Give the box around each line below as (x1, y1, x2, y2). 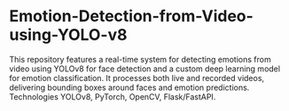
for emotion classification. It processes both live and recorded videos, (9, 72, 264, 83)
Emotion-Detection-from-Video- (9, 6, 254, 26)
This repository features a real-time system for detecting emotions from (9, 54, 272, 64)
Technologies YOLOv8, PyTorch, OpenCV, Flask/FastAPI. (9, 91, 216, 102)
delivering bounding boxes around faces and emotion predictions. (9, 82, 250, 92)
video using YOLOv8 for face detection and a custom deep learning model (9, 63, 281, 74)
